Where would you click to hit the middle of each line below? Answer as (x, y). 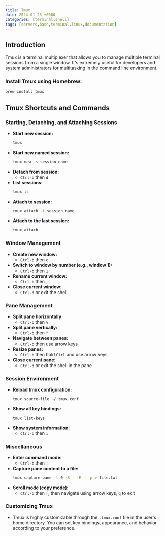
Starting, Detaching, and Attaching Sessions (61, 122)
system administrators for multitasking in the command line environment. (81, 68)
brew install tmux (25, 92)
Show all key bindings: (37, 409)
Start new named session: (41, 152)
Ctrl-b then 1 (34, 271)
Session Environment (32, 378)
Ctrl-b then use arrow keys (49, 344)
